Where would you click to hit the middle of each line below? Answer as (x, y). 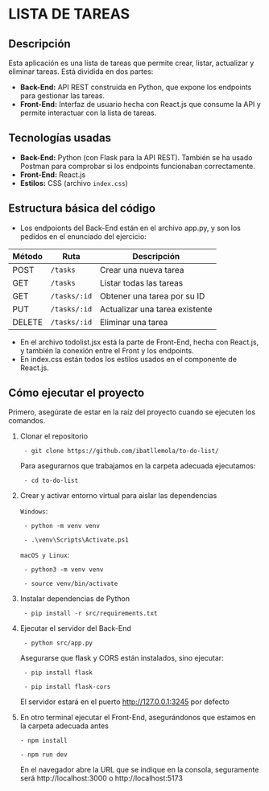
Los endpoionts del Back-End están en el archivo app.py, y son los (130, 228)
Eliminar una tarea (134, 322)
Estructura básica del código (82, 209)
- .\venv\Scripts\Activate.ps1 (76, 540)
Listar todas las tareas (141, 282)
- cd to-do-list (51, 481)
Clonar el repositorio (54, 436)
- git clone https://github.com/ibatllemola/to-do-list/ (121, 451)
